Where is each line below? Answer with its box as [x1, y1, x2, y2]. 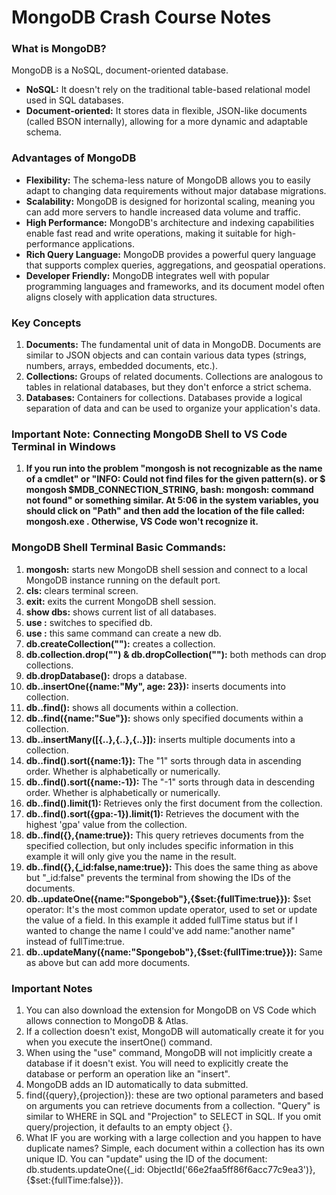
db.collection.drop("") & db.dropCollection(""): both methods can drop [25, 648, 327, 660]
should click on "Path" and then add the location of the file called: [25, 505, 306, 517]
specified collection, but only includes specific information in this [25, 839, 294, 851]
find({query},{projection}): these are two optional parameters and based [25, 1089, 324, 1101]
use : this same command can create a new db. [25, 627, 222, 639]
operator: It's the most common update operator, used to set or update [25, 903, 318, 915]
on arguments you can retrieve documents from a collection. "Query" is [25, 1099, 321, 1111]
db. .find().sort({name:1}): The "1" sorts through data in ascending [25, 754, 302, 766]
